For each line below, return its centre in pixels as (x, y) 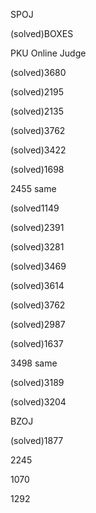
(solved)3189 (37, 382)
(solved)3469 (38, 266)
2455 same (33, 188)
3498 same (34, 363)
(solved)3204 (38, 402)
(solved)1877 (37, 440)
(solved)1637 (37, 343)
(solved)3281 (37, 247)
